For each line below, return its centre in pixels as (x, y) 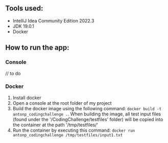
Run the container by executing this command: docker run (74, 130)
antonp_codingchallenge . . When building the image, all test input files (87, 114)
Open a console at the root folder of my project (62, 103)
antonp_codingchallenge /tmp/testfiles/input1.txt (68, 135)
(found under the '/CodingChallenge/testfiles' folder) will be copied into (88, 119)
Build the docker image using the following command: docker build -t (87, 108)
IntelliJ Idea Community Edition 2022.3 (53, 20)
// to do (13, 73)
